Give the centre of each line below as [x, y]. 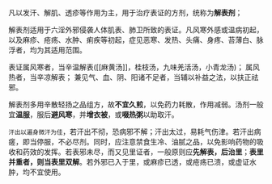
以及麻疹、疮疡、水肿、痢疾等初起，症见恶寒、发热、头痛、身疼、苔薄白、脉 [136, 40]
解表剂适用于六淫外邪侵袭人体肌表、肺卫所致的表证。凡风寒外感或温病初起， [136, 30]
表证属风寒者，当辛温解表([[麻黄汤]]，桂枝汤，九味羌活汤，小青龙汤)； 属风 [134, 67]
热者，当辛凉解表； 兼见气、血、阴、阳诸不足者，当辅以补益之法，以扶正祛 [134, 77]
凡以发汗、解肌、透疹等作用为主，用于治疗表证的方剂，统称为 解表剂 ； [125, 13]
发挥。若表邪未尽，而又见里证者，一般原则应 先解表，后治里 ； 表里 [153, 152]
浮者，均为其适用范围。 [47, 50]
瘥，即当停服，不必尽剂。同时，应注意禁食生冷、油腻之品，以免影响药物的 [132, 142]
